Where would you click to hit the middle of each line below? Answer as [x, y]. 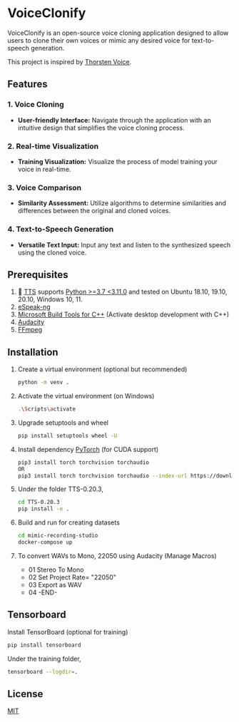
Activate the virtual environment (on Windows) [86, 396]
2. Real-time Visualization [53, 146]
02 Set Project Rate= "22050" [72, 577]
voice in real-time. [44, 169]
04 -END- [43, 592]
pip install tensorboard [44, 645]
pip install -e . [44, 509]
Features [27, 84]
